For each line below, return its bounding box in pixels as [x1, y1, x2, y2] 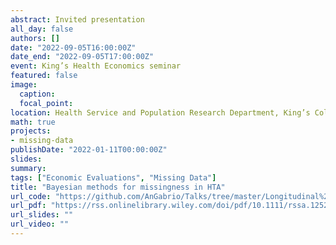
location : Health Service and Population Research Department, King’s [10, 107, 311, 118]
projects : [10, 126, 52, 136]
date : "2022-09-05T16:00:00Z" [10, 42, 137, 53]
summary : [10, 163, 47, 173]
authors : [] [10, 33, 60, 43]
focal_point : [19, 98, 74, 108]
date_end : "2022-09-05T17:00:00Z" [10, 52, 155, 62]
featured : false [10, 71, 78, 81]
